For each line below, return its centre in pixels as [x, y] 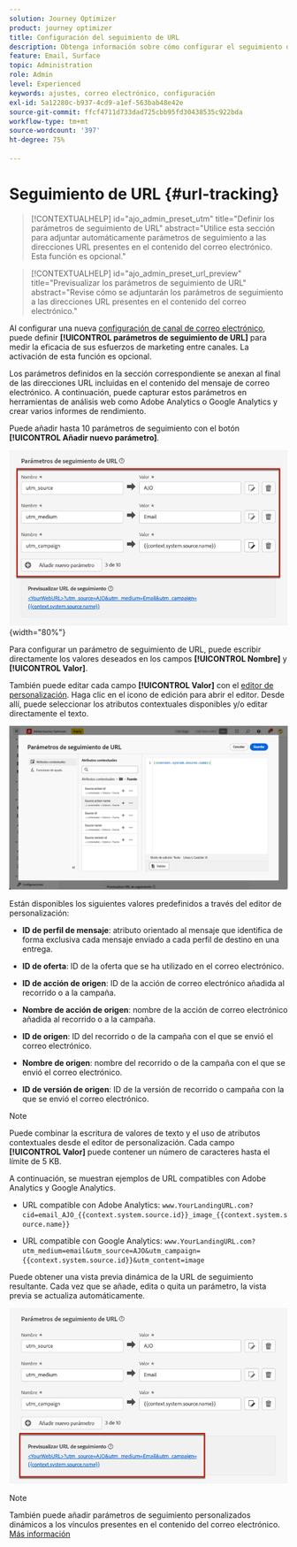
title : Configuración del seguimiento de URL [94, 37]
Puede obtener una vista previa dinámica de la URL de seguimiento [131, 1276]
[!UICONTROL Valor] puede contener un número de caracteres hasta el [140, 1152]
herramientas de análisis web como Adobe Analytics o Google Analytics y [144, 402]
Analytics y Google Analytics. [63, 1187]
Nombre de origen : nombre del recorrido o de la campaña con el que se [153, 1062]
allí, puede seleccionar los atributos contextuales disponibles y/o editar [138, 704]
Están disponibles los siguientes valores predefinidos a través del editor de [145, 903]
